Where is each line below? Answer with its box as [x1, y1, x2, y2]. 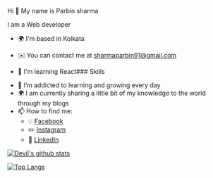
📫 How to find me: [17, 107, 73, 115]
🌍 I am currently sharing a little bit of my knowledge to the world [17, 89, 207, 97]
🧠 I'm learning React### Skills [17, 68, 105, 75]
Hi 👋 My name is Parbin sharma [7, 7, 99, 15]
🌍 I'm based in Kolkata [17, 34, 85, 42]
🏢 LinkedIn [28, 136, 59, 144]
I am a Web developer [7, 20, 71, 28]
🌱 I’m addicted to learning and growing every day [17, 81, 161, 89]
